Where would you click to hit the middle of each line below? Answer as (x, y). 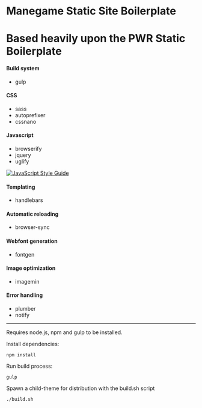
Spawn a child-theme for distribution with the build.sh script (81, 388)
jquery (23, 155)
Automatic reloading (32, 214)
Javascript (20, 135)
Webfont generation (32, 241)
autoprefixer (30, 115)
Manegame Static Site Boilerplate (91, 11)
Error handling (25, 295)
